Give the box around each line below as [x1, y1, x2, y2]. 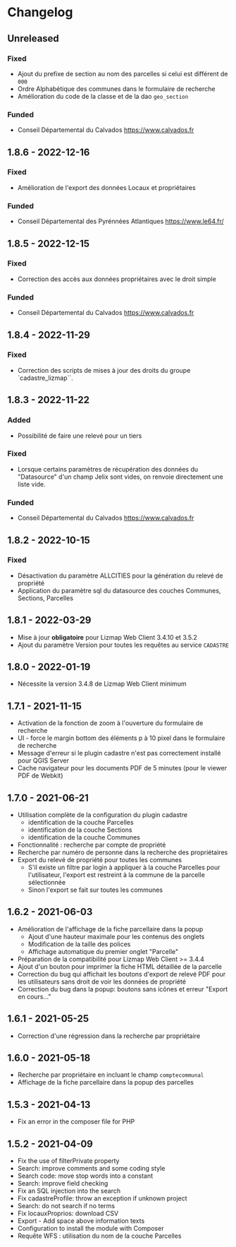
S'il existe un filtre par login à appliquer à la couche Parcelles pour [27, 863, 221, 872]
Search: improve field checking [17, 1179, 108, 1188]
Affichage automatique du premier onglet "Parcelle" [27, 947, 178, 955]
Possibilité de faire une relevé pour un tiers [17, 431, 142, 440]
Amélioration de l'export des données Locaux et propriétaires [17, 183, 196, 191]
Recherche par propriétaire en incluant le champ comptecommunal [17, 1070, 204, 1079]
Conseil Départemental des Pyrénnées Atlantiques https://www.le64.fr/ [17, 217, 224, 226]
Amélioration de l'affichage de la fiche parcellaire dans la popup [17, 924, 204, 933]
